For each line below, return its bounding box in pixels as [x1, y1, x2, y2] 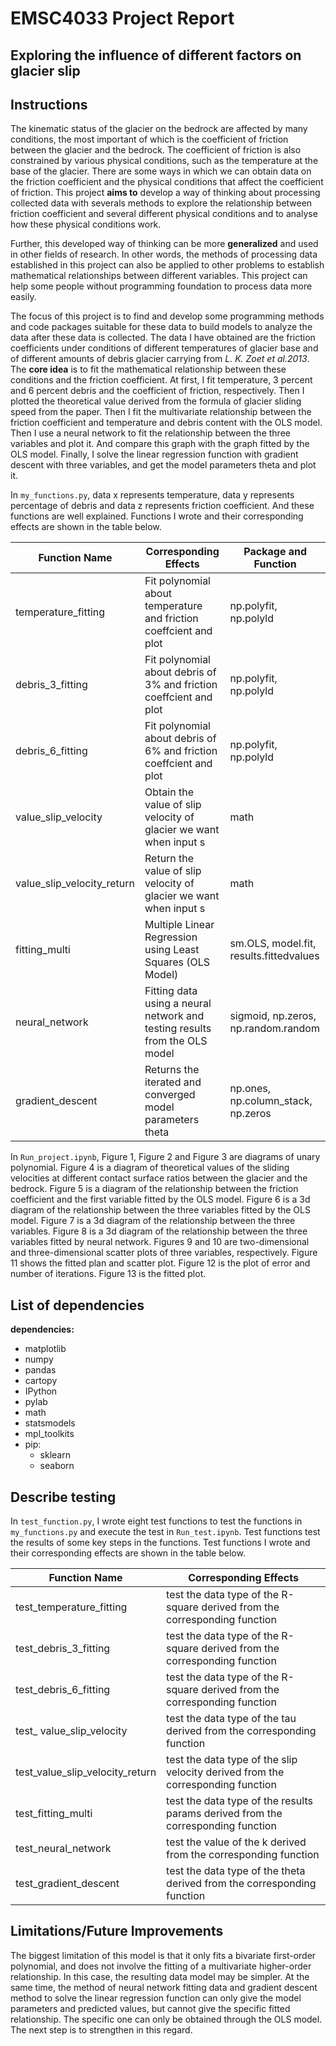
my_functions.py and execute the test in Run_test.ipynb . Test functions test [10, 1526, 321, 1538]
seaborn [39, 1460, 75, 1472]
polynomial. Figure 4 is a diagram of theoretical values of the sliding [10, 1162, 290, 1174]
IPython [24, 1385, 58, 1397]
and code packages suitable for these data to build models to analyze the [10, 321, 313, 333]
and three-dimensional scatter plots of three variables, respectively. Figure [10, 1247, 318, 1259]
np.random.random [229, 1022, 320, 1036]
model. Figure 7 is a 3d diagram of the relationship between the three [10, 1215, 296, 1227]
